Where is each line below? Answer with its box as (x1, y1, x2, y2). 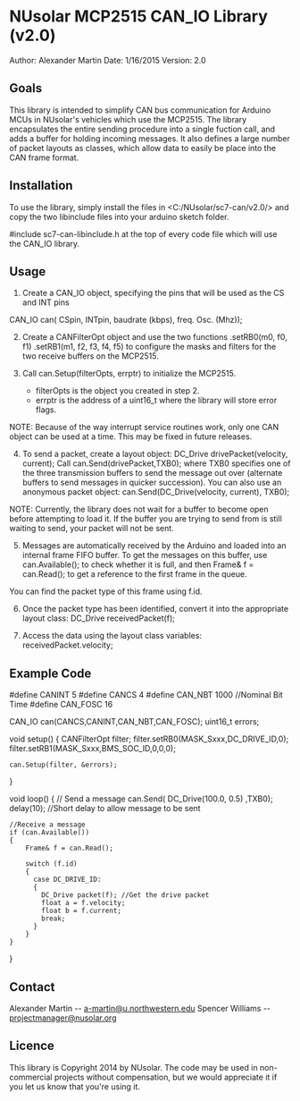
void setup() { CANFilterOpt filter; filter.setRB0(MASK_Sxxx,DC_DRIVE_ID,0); (9, 733, 289, 744)
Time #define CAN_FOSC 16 (9, 699, 113, 710)
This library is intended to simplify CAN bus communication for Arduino (9, 105, 271, 115)
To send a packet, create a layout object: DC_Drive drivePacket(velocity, (21, 449, 288, 460)
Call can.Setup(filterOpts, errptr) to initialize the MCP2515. (21, 368, 237, 379)
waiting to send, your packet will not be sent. (9, 523, 174, 534)
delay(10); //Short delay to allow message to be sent (9, 803, 201, 814)
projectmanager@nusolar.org (9, 1012, 117, 1023)
